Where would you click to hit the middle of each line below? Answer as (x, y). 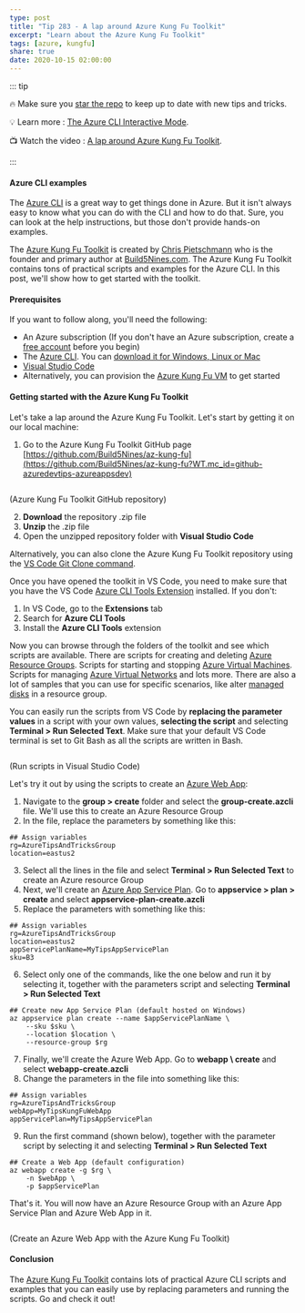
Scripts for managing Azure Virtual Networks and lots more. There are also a (153, 674)
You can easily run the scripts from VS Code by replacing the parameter (146, 711)
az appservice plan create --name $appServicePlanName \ (120, 1018)
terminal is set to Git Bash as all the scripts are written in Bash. (126, 740)
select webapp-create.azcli (76, 1069)
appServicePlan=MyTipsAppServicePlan (81, 1119)
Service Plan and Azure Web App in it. (81, 1213)
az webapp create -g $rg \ (61, 1170)
